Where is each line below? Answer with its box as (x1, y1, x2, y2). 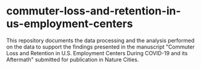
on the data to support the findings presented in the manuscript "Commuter (6, 43, 195, 50)
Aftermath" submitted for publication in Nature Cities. (6, 56, 139, 63)
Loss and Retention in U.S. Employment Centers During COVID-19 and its (6, 49, 188, 56)
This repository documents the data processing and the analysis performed (6, 37, 195, 44)
